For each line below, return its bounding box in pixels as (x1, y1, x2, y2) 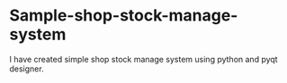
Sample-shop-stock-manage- (9, 5, 238, 26)
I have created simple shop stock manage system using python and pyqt (9, 54, 278, 64)
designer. (9, 63, 44, 74)
